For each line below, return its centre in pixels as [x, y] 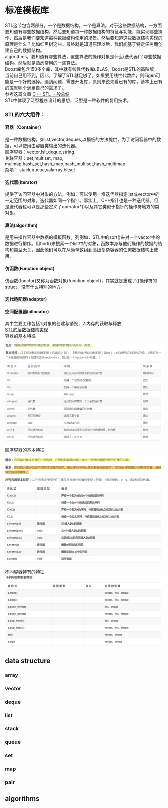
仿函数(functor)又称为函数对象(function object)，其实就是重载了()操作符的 [81, 280]
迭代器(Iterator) [21, 182]
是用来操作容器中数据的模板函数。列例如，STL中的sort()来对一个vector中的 [83, 237]
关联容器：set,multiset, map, [34, 158]
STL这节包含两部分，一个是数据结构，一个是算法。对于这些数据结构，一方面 [84, 25]
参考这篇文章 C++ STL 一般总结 [37, 94]
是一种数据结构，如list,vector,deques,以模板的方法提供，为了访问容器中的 [81, 139]
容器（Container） [24, 127]
